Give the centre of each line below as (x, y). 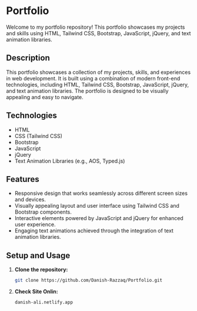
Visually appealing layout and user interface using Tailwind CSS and (97, 206)
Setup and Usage (38, 256)
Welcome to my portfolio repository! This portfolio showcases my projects (96, 27)
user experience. (35, 225)
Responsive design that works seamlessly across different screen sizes (101, 193)
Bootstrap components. (43, 212)
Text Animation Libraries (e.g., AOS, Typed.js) (70, 161)
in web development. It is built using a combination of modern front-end (93, 78)
